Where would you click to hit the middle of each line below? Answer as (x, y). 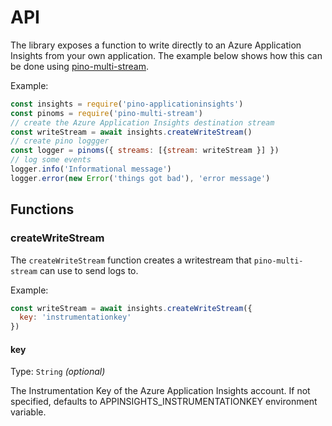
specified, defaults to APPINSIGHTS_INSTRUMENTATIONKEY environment (164, 402)
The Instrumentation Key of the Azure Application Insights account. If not (160, 391)
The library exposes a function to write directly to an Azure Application (156, 45)
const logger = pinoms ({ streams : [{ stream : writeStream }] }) (145, 151)
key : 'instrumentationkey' (75, 317)
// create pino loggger (60, 141)
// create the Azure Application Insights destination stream (142, 122)
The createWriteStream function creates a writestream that (131, 260)
